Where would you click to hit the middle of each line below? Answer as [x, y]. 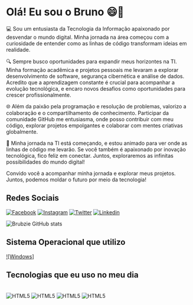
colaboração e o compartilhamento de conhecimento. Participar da [88, 113]
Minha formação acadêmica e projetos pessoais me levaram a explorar [92, 69]
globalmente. [22, 131]
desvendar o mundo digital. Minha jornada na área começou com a [88, 37]
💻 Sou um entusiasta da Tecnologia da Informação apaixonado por [88, 28]
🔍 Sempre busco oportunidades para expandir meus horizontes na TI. [91, 61]
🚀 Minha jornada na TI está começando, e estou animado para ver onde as [97, 143]
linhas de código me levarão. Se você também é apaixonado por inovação [96, 149]
